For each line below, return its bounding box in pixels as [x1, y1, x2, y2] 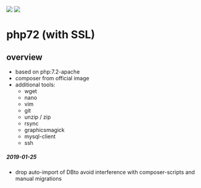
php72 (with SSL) [6, 28, 96, 42]
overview [6, 52, 43, 62]
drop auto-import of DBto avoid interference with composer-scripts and [15, 168, 195, 176]
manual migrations [15, 175, 62, 182]
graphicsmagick [24, 127, 65, 133]
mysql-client [24, 133, 56, 140]
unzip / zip [24, 113, 51, 120]
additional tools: [15, 81, 56, 88]
